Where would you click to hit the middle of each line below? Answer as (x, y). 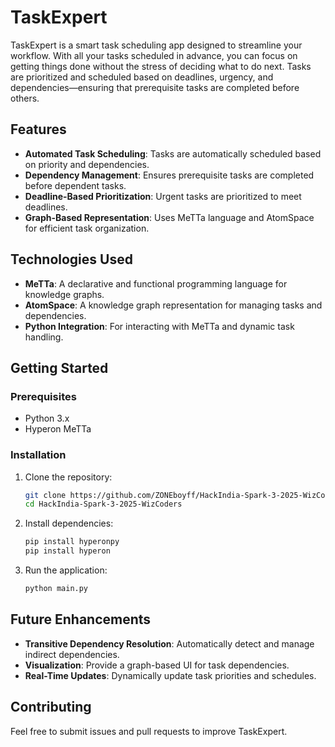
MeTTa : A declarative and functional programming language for (156, 283)
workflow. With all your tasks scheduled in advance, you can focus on (154, 55)
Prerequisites (43, 396)
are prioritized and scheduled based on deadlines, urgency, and (142, 77)
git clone (45, 495)
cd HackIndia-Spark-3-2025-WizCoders (103, 504)
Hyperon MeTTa (58, 429)
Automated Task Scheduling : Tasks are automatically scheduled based (173, 153)
